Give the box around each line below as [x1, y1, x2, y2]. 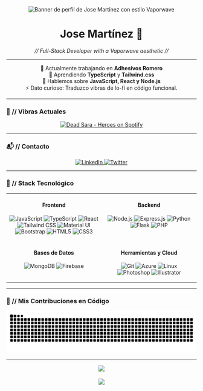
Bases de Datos [34, 249, 74, 256]
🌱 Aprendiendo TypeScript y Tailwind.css [48, 71, 155, 78]
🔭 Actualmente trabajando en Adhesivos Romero [40, 64, 163, 72]
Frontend [42, 201, 66, 209]
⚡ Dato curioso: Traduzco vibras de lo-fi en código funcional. [25, 84, 178, 92]
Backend [138, 201, 161, 209]
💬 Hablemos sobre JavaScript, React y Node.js [42, 77, 161, 84]
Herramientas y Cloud [120, 249, 178, 256]
